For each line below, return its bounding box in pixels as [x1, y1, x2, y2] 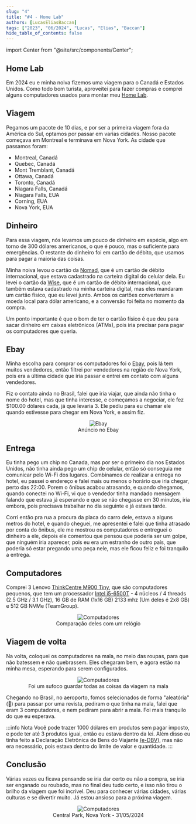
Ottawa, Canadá [14, 172, 54, 179]
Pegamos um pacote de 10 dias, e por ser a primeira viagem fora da [6, 124, 170, 131]
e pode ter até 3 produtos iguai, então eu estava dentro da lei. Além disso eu [6, 730, 191, 737]
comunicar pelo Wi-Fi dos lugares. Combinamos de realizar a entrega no [6, 471, 181, 478]
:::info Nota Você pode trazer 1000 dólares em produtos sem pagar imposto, [6, 724, 190, 731]
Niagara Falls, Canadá [14, 185, 68, 192]
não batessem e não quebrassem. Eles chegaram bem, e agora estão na [6, 659, 181, 666]
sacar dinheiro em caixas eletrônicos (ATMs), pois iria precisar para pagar [6, 321, 184, 328]
